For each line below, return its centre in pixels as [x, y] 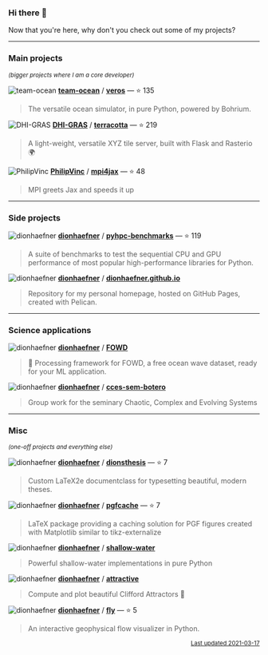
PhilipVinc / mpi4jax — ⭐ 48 [98, 171]
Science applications [50, 330]
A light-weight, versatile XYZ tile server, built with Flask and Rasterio [140, 143]
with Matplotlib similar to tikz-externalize [95, 532]
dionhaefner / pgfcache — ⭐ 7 [109, 506]
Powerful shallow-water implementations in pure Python [120, 563]
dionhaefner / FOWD [93, 347]
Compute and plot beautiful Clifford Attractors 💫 [106, 594]
